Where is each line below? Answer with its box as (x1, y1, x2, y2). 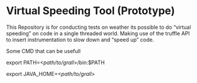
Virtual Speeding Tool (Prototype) (6, 4, 175, 18)
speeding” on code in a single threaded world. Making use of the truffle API (6, 29, 190, 36)
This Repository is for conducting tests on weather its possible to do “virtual (6, 24, 191, 31)
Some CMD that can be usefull (6, 47, 81, 54)
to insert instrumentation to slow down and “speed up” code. (6, 36, 154, 43)
